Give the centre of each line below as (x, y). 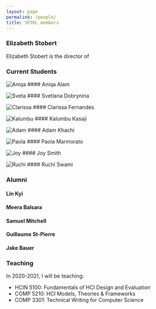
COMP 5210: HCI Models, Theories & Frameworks (75, 294)
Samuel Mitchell (26, 221)
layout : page (22, 12)
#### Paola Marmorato (55, 141)
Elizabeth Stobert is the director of (48, 56)
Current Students (31, 71)
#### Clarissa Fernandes (64, 107)
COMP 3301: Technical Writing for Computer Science (79, 300)
